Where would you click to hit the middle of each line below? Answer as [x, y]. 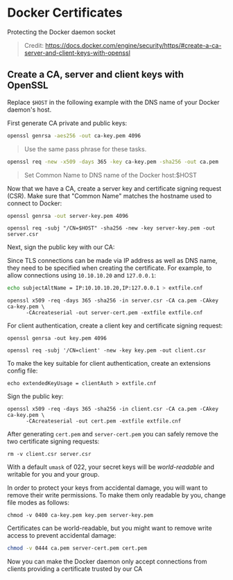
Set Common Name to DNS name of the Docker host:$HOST [111, 175]
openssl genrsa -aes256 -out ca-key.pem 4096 [74, 136]
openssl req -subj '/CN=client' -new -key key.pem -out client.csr [107, 351]
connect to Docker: [35, 203]
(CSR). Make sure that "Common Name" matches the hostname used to [110, 196]
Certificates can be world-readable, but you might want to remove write [110, 528]
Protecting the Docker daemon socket [61, 32]
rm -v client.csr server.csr [49, 454]
